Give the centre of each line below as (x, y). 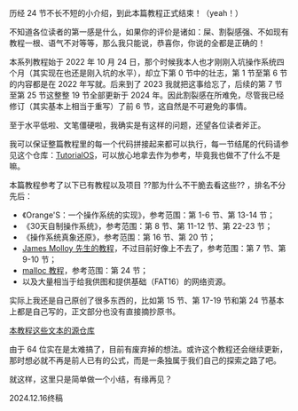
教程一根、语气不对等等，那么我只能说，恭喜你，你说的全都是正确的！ (137, 43)
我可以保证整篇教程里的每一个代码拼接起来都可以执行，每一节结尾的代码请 (145, 144)
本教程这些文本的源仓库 (52, 330)
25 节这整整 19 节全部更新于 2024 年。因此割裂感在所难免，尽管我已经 (155, 95)
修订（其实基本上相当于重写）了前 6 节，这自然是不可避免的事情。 (130, 106)
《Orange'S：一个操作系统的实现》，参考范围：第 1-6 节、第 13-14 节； (149, 215)
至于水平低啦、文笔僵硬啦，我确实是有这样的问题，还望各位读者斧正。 (137, 125)
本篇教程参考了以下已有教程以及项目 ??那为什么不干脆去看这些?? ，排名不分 (148, 185)
